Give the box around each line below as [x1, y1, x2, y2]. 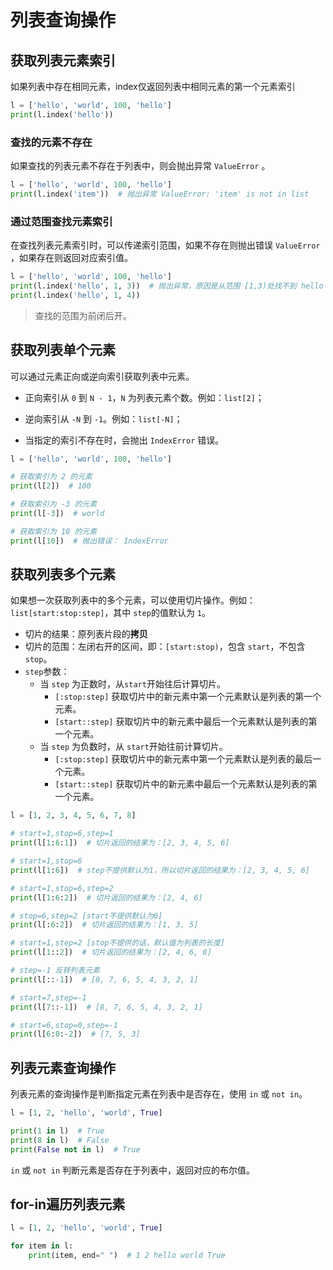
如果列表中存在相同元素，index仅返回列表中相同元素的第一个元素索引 [10, 81, 296, 92]
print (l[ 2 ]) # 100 [10, 481, 92, 491]
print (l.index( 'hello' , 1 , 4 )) [10, 290, 141, 300]
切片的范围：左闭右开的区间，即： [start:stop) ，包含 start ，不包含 [24, 641, 306, 653]
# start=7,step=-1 [10, 992, 87, 1003]
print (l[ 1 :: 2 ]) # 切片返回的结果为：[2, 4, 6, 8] [10, 947, 212, 958]
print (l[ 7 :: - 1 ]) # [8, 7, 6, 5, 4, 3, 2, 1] [10, 1002, 203, 1012]
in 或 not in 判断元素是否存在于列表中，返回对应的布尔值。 [10, 1164, 256, 1176]
